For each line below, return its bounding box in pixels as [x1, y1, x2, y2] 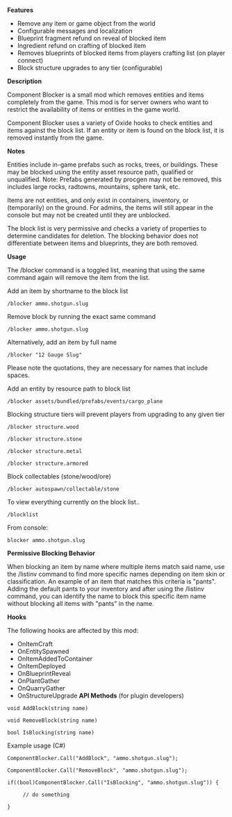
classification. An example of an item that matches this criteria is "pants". [7, 577, 217, 586]
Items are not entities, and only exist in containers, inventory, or [7, 196, 189, 204]
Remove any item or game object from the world [17, 19, 156, 27]
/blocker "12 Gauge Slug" [7, 352, 82, 358]
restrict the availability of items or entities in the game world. [7, 106, 181, 113]
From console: [7, 524, 49, 531]
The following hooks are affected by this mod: [7, 627, 139, 634]
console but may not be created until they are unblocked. [7, 211, 171, 219]
